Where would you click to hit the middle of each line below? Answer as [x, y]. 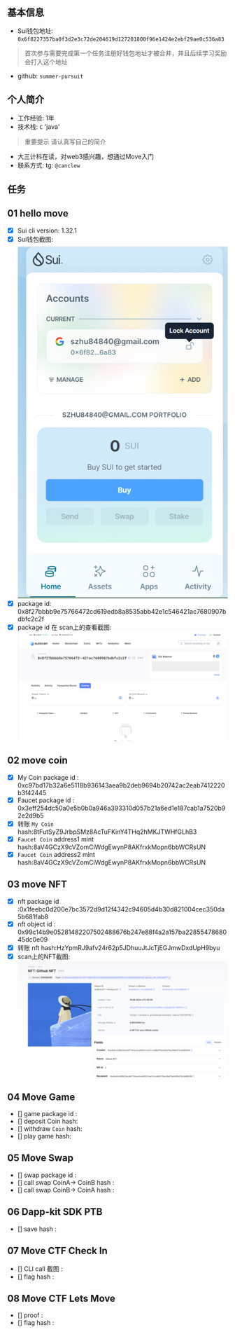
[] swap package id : [47, 1175]
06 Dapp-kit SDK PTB [55, 1212]
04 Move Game [41, 1097]
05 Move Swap [40, 1158]
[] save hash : [37, 1229]
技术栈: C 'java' [38, 126]
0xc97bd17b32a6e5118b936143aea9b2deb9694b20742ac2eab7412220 [121, 785]
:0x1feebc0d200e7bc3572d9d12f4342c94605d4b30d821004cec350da [121, 909]
